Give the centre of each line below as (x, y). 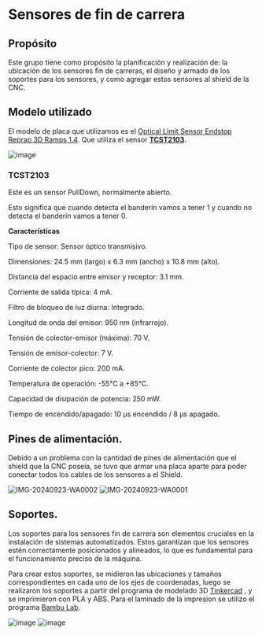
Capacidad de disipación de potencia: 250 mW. (85, 399)
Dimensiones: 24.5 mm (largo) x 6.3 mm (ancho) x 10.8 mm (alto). (114, 262)
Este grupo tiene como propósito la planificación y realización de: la (118, 62)
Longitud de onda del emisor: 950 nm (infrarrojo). (89, 323)
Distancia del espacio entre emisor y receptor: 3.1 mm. (96, 277)
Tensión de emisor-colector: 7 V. (61, 353)
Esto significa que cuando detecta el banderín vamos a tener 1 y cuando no (130, 208)
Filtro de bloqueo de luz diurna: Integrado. (76, 308)
